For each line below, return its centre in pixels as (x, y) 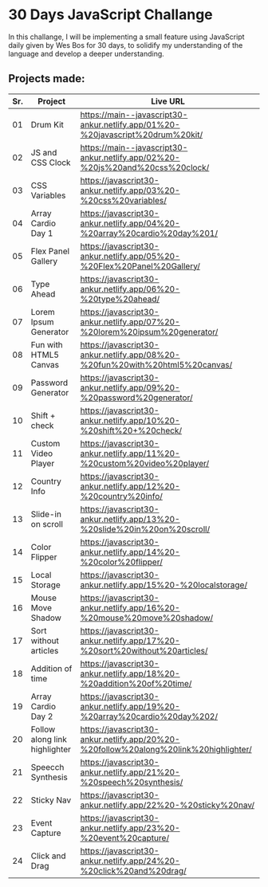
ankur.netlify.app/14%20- (130, 551)
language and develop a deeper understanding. (87, 53)
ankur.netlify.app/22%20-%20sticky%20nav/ (167, 805)
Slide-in (46, 514)
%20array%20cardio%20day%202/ (149, 716)
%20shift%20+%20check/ (131, 430)
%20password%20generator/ (136, 398)
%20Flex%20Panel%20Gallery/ (140, 266)
